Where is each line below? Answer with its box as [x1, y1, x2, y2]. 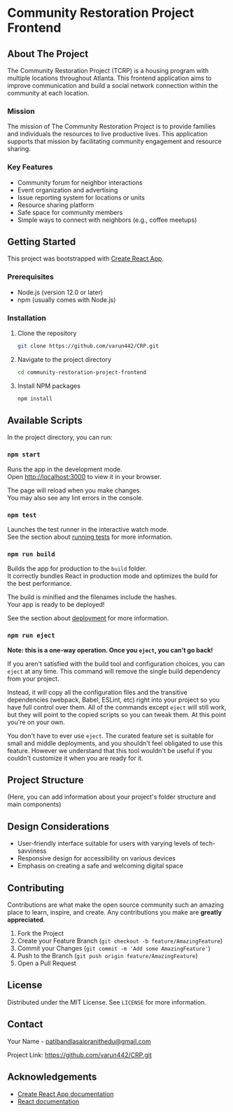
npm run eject [7, 632, 55, 640]
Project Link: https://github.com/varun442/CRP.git [7, 1050, 153, 1059]
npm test [7, 511, 37, 519]
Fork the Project [17, 929, 64, 938]
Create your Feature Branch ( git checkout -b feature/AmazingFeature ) [17, 936, 223, 946]
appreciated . [7, 915, 45, 924]
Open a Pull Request [17, 959, 77, 967]
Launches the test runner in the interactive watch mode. [7, 525, 169, 534]
